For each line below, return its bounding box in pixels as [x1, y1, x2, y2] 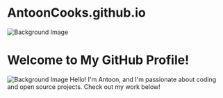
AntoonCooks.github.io [7, 5, 146, 21]
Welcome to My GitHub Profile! [7, 52, 190, 68]
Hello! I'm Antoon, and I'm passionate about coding [69, 75, 217, 83]
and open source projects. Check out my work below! [7, 82, 161, 91]
